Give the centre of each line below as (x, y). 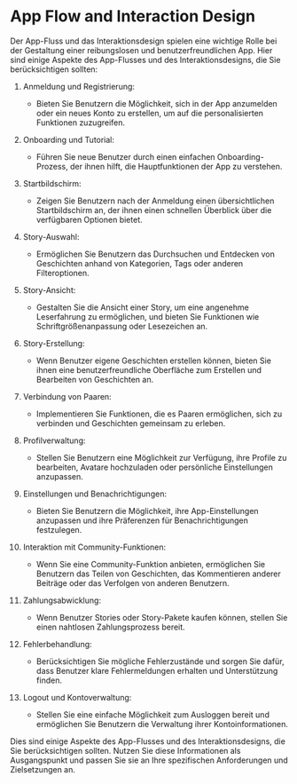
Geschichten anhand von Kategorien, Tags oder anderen (140, 263)
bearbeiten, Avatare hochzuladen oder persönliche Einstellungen (154, 467)
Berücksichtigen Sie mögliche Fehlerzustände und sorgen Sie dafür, (160, 661)
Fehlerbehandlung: (57, 644)
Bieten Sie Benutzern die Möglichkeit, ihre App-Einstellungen (148, 511)
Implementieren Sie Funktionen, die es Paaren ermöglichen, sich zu (159, 414)
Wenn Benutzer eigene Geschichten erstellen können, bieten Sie (153, 360)
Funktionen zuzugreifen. (81, 123)
